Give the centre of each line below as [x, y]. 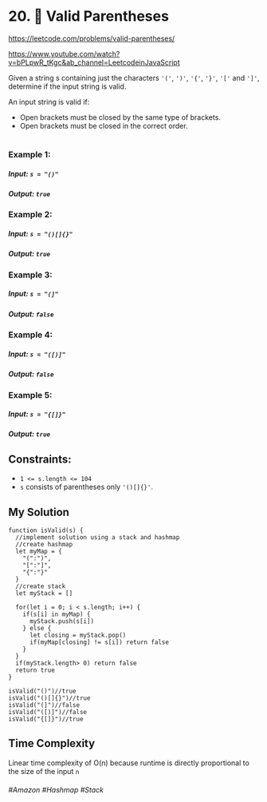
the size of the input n [44, 771]
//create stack [41, 586]
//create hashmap [44, 545]
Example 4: [31, 335]
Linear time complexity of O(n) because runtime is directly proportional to [129, 763]
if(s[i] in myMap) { [57, 614]
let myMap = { [39, 552]
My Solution [39, 512]
